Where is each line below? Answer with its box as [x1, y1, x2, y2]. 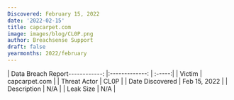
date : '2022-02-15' [7, 17, 65, 24]
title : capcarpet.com [7, 23, 72, 30]
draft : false [7, 43, 46, 50]
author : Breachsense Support [7, 37, 94, 44]
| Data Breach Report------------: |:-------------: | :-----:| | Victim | [7, 69, 202, 78]
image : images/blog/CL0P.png [7, 30, 94, 38]
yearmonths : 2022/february [7, 50, 87, 57]
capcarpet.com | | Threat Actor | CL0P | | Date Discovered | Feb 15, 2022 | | [7, 77, 228, 85]
